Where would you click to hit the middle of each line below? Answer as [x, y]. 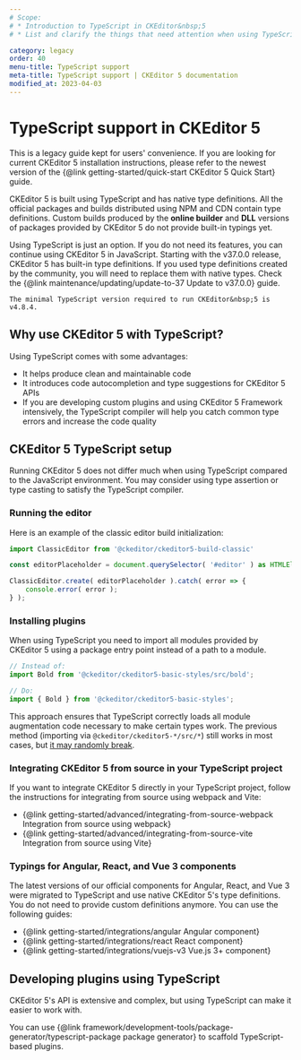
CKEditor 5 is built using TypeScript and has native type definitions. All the [146, 199]
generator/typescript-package [65, 1037]
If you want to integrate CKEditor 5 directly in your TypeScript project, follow [150, 788]
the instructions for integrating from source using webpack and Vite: [135, 797]
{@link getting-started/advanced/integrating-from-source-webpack [147, 814]
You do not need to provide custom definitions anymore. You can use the [144, 905]
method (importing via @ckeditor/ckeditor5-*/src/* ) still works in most [141, 735]
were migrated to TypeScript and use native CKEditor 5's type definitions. [145, 895]
